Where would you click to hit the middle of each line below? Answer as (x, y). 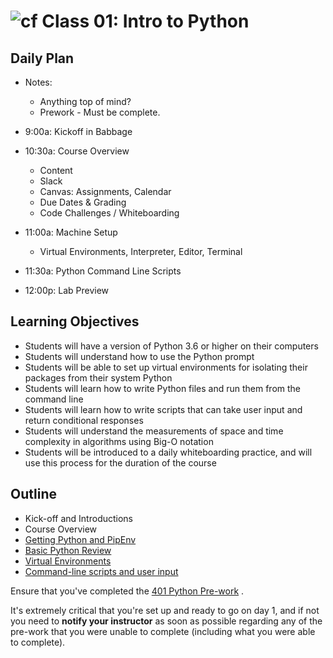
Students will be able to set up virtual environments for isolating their (166, 367)
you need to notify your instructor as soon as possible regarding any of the (166, 621)
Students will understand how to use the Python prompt (139, 356)
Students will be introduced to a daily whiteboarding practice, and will (168, 452)
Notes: (38, 82)
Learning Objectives (75, 321)
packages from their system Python (98, 377)
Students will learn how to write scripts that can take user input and (163, 409)
